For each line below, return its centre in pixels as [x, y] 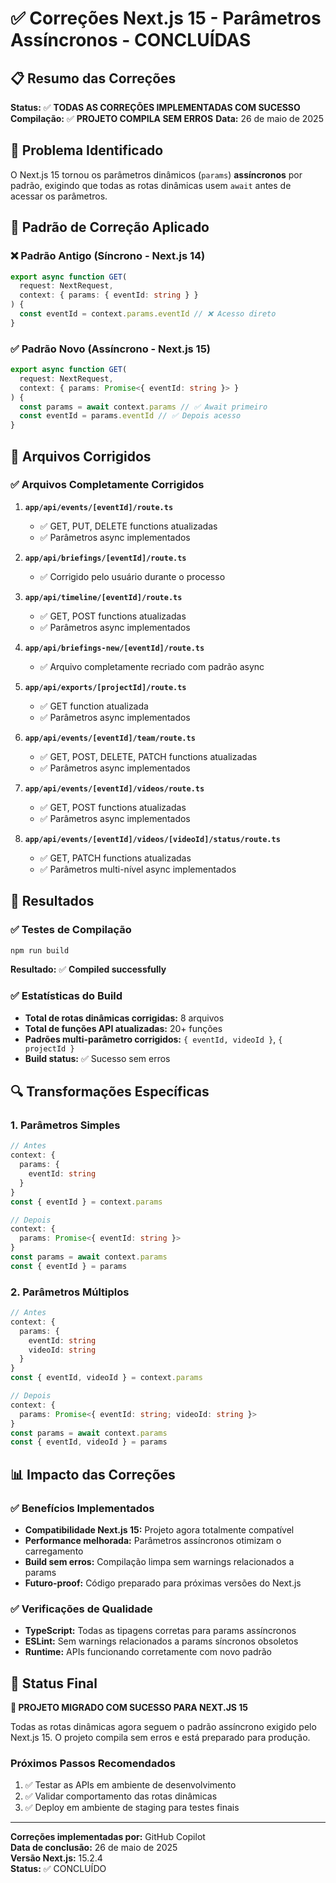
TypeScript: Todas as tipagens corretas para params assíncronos [160, 1631]
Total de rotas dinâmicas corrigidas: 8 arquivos [124, 1018]
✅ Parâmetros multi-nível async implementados [138, 869]
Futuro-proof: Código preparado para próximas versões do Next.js [163, 1583]
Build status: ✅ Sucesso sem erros [97, 1058]
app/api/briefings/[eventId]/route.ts [105, 558]
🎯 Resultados [52, 901]
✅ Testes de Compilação [71, 930]
